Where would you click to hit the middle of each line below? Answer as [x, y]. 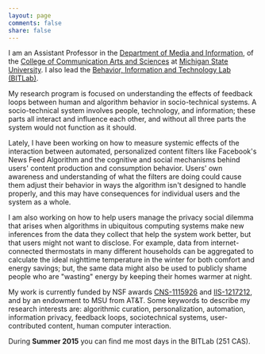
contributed [27, 326]
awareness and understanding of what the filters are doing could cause [125, 177]
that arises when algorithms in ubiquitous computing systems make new [126, 226]
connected [26, 251]
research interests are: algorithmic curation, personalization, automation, [127, 309]
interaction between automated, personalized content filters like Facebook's [132, 151]
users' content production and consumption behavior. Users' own [115, 169]
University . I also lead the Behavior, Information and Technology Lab [120, 70]
